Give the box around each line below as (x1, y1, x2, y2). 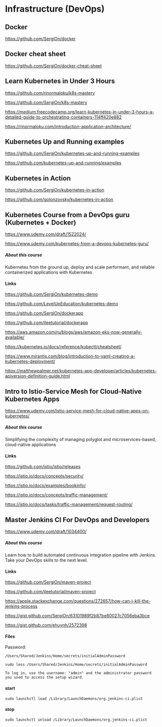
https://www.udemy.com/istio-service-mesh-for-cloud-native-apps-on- (5, 408, 150, 414)
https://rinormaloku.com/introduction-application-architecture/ (5, 123, 131, 129)
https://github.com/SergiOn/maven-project (5, 579, 91, 585)
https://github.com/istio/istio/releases (5, 464, 81, 469)
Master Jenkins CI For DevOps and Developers (5, 516, 150, 524)
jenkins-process (5, 604, 38, 609)
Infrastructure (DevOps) (5, 3, 105, 15)
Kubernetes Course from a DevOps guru (5, 211, 130, 219)
